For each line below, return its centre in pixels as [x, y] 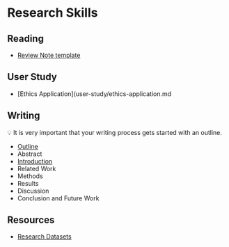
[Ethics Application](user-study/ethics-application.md [94, 94]
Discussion [33, 191]
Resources [31, 220]
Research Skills [53, 13]
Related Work [37, 168]
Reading [25, 39]
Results [28, 183]
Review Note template [49, 55]
